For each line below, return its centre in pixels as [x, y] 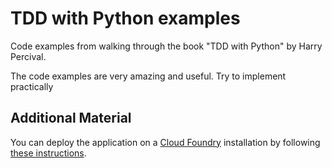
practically [32, 86]
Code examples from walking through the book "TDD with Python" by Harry [166, 46]
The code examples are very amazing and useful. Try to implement [148, 76]
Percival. [28, 56]
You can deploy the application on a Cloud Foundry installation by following [165, 142]
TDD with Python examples [125, 18]
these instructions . [48, 153]
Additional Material [71, 118]
